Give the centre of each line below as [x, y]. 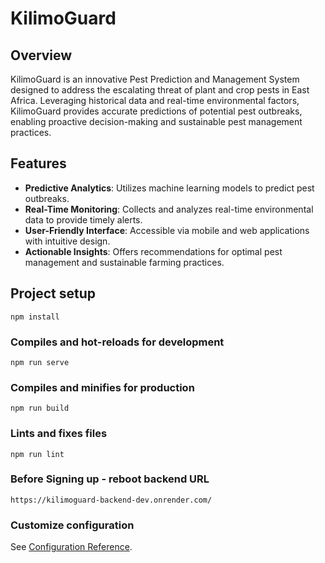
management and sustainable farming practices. [124, 262]
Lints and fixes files [59, 434]
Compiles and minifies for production [102, 387]
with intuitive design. [67, 241]
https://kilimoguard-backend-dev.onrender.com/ [111, 500]
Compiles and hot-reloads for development [117, 342]
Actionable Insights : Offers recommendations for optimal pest [153, 251]
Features [38, 163]
